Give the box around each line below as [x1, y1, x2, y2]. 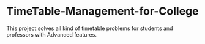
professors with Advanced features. [6, 31, 97, 38]
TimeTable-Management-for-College [6, 4, 199, 18]
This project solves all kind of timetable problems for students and [6, 24, 173, 32]
